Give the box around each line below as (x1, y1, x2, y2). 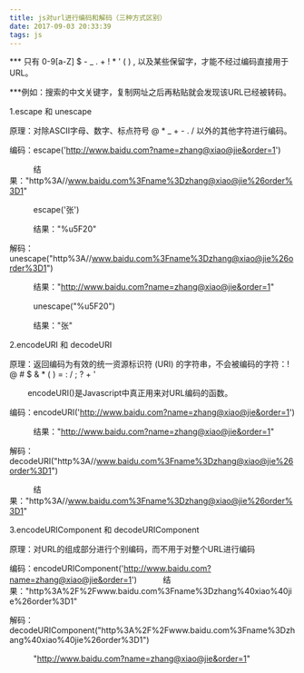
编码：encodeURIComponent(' (9, 563, 124, 574)
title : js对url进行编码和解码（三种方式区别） (9, 13, 167, 23)
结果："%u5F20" (33, 223, 97, 234)
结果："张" (33, 320, 74, 332)
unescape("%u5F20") (33, 301, 116, 312)
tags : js (9, 30, 43, 39)
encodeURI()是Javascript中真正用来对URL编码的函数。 (26, 388, 233, 399)
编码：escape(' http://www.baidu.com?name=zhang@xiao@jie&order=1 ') (9, 144, 281, 155)
